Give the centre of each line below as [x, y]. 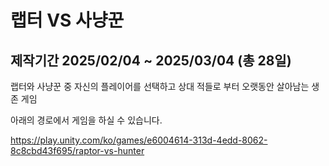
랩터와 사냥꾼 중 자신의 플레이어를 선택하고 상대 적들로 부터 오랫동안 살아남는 [160, 86]
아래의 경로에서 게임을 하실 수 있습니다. [86, 120]
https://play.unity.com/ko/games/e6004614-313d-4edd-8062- [139, 140]
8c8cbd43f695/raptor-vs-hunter [77, 150]
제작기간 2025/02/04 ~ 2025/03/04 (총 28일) [151, 60]
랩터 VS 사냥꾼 [67, 20]
